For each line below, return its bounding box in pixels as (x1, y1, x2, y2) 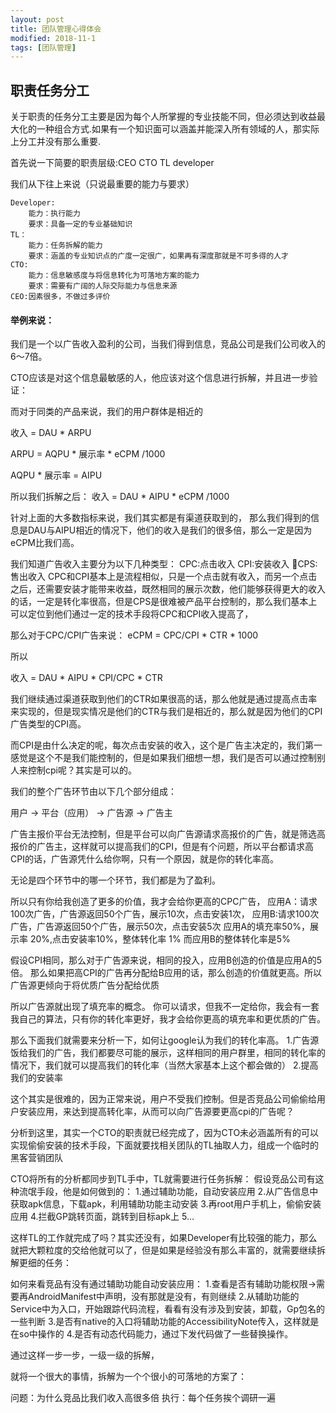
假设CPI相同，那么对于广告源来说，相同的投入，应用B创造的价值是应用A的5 (10, 954, 323, 966)
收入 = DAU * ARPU (10, 427, 92, 439)
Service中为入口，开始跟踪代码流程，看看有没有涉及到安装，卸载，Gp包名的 (10, 1303, 326, 1315)
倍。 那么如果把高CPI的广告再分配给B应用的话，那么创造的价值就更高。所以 (10, 967, 323, 979)
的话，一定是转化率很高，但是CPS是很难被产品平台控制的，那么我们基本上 (10, 596, 318, 608)
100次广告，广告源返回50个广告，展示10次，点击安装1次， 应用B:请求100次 (10, 908, 320, 920)
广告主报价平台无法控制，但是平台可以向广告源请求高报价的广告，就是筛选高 (10, 828, 326, 840)
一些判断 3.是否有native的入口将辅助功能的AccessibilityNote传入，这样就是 (10, 1316, 320, 1328)
